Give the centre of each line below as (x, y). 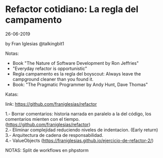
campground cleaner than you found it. (53, 79)
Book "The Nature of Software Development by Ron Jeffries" (76, 63)
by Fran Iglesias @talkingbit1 (35, 43)
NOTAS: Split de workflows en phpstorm (47, 150)
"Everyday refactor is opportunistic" (50, 68)
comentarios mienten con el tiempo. (43, 119)
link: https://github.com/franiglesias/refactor (51, 104)
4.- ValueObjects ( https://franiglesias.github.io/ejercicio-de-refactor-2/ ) (79, 140)
